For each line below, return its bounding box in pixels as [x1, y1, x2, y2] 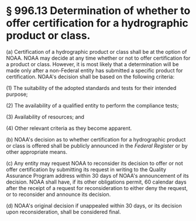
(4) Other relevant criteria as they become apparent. [6, 125, 132, 132]
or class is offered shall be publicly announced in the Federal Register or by [6, 142, 188, 149]
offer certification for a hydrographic [6, 16, 188, 30]
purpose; [6, 91, 28, 98]
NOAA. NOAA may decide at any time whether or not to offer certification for [6, 54, 191, 61]
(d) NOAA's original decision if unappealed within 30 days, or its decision [6, 202, 183, 209]
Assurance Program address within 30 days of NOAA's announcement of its [6, 172, 189, 179]
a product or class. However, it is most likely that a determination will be [6, 60, 179, 68]
